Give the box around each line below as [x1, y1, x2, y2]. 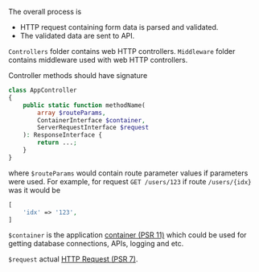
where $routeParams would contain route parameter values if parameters [8, 168, 249, 178]
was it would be [8, 185, 61, 195]
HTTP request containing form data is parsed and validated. [19, 23, 219, 31]
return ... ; [37, 138, 78, 147]
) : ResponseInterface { [23, 131, 103, 139]
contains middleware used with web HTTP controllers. [8, 56, 188, 64]
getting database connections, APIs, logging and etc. [8, 239, 184, 249]
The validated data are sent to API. [19, 31, 135, 40]
